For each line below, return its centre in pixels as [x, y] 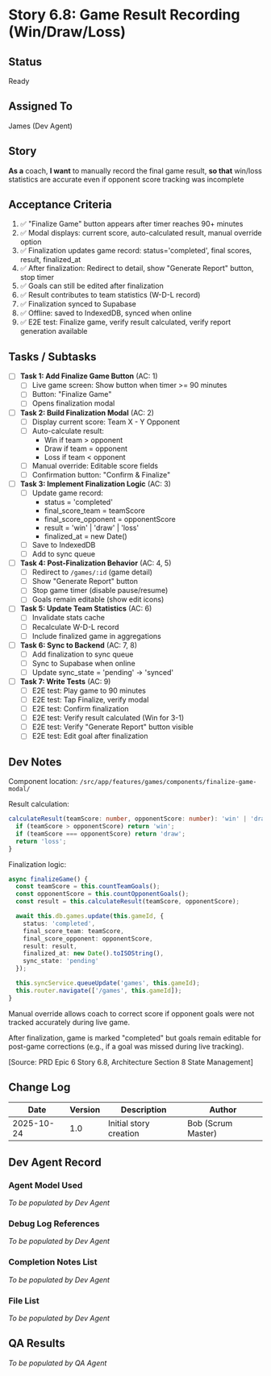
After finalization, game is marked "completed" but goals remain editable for [135, 1037]
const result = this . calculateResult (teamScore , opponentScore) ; [128, 902]
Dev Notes [35, 762]
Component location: [43, 782]
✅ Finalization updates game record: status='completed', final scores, [136, 251]
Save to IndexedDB [64, 544]
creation [123, 1133]
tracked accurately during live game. [69, 1022]
